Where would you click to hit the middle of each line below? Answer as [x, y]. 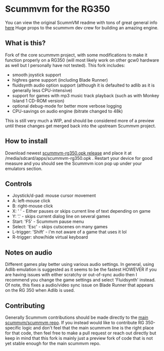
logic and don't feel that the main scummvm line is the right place [88, 328]
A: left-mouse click [31, 201]
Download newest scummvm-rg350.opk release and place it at [69, 153]
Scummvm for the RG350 [58, 9]
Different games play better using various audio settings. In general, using [80, 264]
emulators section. [24, 168]
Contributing [25, 306]
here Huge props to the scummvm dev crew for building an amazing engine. [82, 27]
